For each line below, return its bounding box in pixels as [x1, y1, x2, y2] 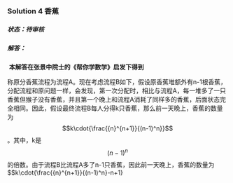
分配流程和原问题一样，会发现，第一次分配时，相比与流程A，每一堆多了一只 [7, 86, 226, 95]
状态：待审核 [7, 25, 44, 33]
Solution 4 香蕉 [7, 6, 59, 15]
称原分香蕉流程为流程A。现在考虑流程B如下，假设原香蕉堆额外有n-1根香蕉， [7, 78, 227, 86]
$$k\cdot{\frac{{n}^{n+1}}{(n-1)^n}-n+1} [7, 168, 124, 177]
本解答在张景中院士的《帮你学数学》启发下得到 [8, 63, 144, 72]
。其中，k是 [7, 136, 42, 144]
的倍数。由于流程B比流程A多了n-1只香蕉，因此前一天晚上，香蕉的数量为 [7, 160, 215, 169]
